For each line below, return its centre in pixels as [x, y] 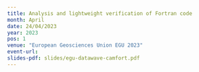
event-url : [23, 52]
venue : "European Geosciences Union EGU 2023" [75, 45]
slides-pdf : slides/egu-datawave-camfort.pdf [73, 58]
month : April [26, 20]
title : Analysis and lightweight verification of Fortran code [100, 13]
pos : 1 [17, 39]
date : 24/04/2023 [32, 26]
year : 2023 [23, 33]
